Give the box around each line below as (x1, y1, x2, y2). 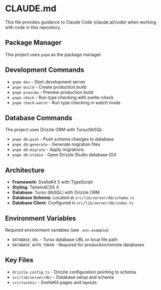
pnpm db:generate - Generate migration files (12, 142, 100, 147)
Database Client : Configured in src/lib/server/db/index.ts (12, 200, 134, 206)
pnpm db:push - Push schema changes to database (12, 136, 114, 142)
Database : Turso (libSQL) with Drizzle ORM (12, 190, 100, 195)
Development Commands (5, 66, 85, 74)
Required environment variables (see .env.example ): (5, 227, 110, 233)
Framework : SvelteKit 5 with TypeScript (12, 179, 93, 185)
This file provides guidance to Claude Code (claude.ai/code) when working (5, 19, 157, 25)
